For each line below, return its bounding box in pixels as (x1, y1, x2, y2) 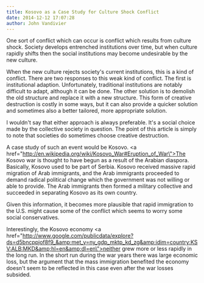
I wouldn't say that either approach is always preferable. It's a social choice (6, 119, 195, 126)
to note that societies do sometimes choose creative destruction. (6, 132, 169, 139)
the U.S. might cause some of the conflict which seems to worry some (6, 207, 183, 215)
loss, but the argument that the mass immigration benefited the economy (6, 258, 189, 265)
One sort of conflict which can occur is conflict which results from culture (6, 37, 192, 45)
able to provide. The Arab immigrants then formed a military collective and (6, 182, 193, 190)
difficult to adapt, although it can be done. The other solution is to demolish (6, 88, 195, 95)
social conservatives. (6, 214, 60, 221)
